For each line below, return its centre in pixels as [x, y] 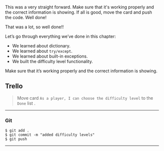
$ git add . [17, 131]
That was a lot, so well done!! [34, 27]
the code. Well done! [26, 17]
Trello [14, 86]
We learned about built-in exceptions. [50, 56]
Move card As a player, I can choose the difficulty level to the [85, 98]
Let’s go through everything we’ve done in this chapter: [61, 36]
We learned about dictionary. [41, 46]
